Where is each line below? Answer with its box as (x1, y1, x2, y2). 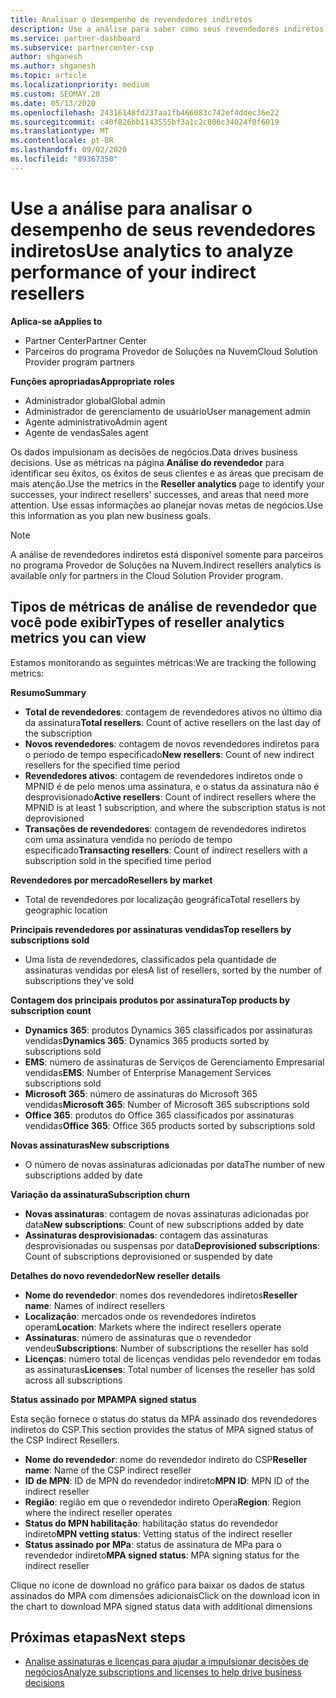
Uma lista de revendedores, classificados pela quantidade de (24, 953, 277, 965)
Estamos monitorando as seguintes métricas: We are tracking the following (10, 656, 317, 668)
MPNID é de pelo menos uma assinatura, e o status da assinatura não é (24, 780, 320, 792)
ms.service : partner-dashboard (10, 33, 141, 43)
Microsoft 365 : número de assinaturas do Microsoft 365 (24, 1087, 258, 1100)
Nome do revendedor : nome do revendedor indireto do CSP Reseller (24, 1453, 308, 1465)
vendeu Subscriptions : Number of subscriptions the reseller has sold (24, 1342, 309, 1354)
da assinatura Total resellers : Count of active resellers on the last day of (24, 716, 322, 728)
